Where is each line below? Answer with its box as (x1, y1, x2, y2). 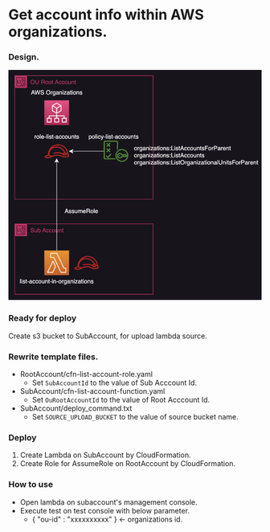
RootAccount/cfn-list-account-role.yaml (19, 370, 153, 379)
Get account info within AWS (8, 6, 204, 24)
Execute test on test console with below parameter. (19, 505, 190, 515)
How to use (8, 479, 54, 490)
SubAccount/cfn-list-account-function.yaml (19, 387, 166, 396)
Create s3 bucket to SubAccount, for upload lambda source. (8, 331, 207, 341)
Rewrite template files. (8, 351, 99, 362)
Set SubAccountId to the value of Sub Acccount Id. (31, 378, 198, 387)
